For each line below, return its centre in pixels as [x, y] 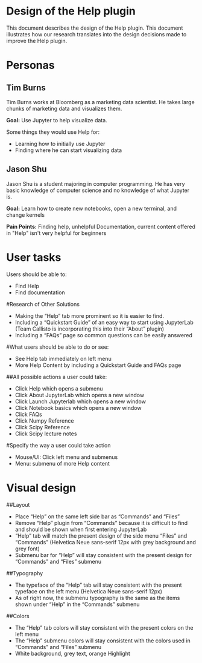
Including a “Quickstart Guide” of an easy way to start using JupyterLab [104, 322]
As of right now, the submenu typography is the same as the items [97, 598]
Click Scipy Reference [43, 427]
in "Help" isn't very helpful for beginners [56, 233]
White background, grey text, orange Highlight [73, 653]
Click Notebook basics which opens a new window [78, 407]
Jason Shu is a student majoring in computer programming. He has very [96, 183]
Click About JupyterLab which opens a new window [80, 395]
